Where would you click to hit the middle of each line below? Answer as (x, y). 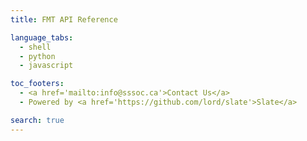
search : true (37, 120)
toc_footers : (37, 84)
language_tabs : (42, 37)
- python (37, 56)
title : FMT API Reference (64, 19)
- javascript (46, 66)
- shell (35, 47)
